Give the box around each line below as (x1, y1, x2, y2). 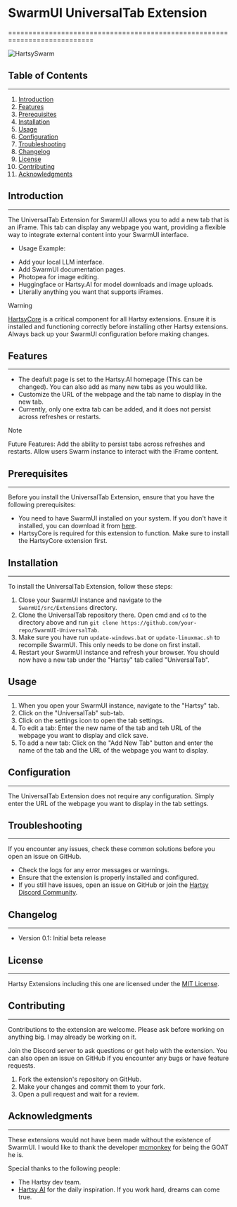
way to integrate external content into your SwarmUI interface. (8, 230, 189, 238)
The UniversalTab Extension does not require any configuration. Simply (8, 791, 214, 800)
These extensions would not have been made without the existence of (8, 1135, 212, 1144)
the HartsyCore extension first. (18, 537, 108, 545)
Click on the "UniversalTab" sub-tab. (18, 708, 125, 717)
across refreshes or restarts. (18, 413, 101, 421)
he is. (8, 1150, 24, 1158)
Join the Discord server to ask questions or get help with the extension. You (8, 1046, 228, 1054)
